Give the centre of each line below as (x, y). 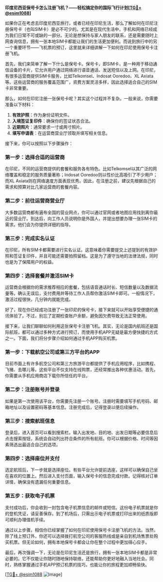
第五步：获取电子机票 (30, 496)
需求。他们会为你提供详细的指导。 (39, 224)
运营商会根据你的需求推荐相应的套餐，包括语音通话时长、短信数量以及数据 (79, 287)
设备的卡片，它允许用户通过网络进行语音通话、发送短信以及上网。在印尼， (83, 70)
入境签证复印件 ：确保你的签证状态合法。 (52, 121)
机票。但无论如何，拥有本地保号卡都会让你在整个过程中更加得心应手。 (79, 542)
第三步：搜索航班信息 (30, 421)
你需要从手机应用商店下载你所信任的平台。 (48, 376)
